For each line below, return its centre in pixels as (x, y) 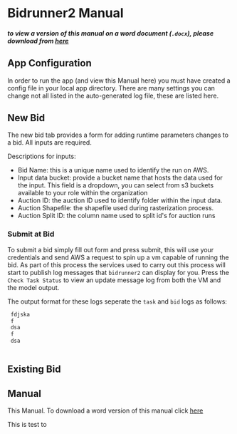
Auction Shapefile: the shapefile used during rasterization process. (116, 208)
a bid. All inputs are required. (50, 143)
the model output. (33, 287)
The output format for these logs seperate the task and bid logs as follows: (117, 301)
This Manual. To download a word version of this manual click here (105, 410)
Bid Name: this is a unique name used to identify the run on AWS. (113, 170)
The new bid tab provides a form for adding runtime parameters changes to (118, 135)
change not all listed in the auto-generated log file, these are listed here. (113, 95)
